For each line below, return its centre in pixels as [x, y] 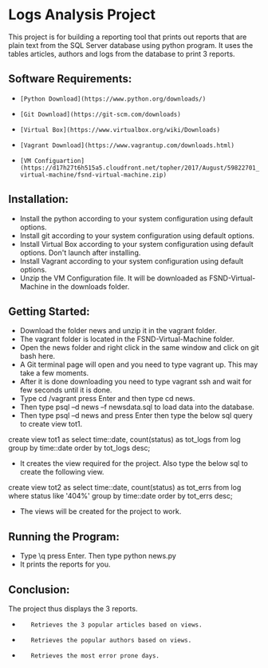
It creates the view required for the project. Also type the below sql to [134, 463]
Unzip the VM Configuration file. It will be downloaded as [113, 278]
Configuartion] [60, 161]
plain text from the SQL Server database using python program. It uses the [131, 45]
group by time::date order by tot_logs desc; [79, 448]
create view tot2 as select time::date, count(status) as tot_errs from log [125, 487]
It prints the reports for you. [65, 564]
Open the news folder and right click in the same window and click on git [139, 348]
